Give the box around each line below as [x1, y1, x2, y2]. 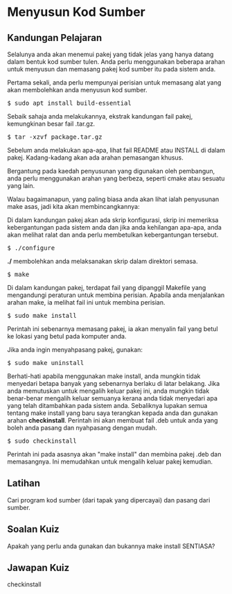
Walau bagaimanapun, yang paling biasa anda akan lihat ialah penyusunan [7, 195, 220, 203]
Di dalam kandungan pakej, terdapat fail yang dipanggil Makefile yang [7, 284, 206, 291]
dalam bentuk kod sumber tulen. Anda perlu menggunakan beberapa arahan [7, 58, 225, 66]
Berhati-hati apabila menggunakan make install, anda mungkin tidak [7, 372, 201, 380]
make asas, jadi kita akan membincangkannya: [7, 203, 140, 210]
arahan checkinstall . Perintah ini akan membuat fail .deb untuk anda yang [7, 416, 218, 424]
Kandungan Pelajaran [7, 32, 102, 44]
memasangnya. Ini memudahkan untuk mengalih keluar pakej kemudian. [7, 457, 213, 466]
